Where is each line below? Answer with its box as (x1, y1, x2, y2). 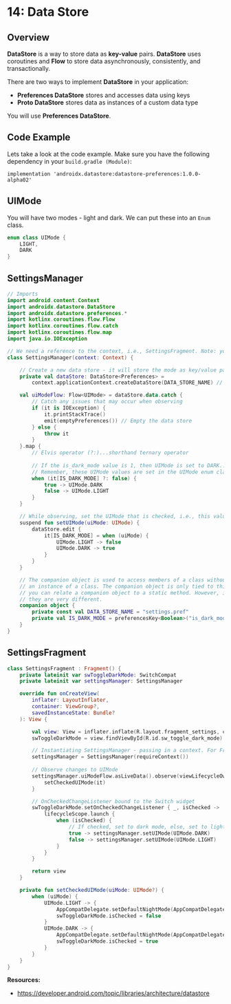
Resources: (7, 976, 41, 984)
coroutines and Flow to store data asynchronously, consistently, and (7, 57, 201, 65)
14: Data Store (7, 4, 89, 20)
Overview (7, 32, 50, 43)
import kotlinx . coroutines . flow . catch (7, 323, 118, 330)
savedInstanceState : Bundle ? (32, 709, 115, 716)
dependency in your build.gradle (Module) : (7, 157, 132, 165)
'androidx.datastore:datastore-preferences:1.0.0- (53, 170, 201, 178)
